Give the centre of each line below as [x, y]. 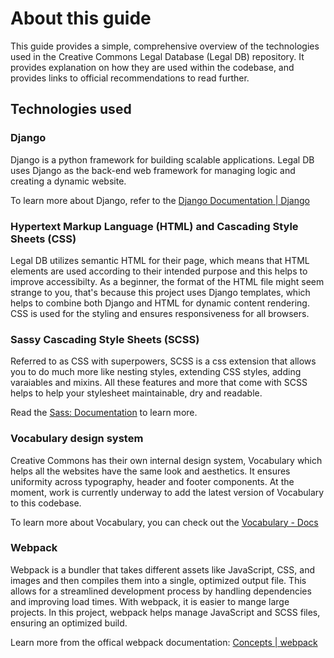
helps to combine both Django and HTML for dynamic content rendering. [160, 303]
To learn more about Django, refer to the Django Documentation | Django [160, 200]
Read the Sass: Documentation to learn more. [104, 413]
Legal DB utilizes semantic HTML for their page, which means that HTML [160, 260]
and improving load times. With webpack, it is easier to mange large [150, 601]
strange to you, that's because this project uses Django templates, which [160, 292]
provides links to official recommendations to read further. [130, 78]
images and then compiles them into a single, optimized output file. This [158, 580]
